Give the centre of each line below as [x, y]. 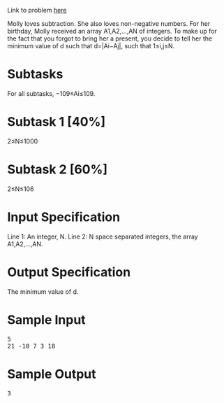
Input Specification [64, 217]
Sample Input [46, 319]
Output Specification [69, 272]
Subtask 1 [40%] [57, 122]
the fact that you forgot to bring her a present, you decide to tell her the [110, 38]
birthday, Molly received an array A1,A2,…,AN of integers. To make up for [112, 31]
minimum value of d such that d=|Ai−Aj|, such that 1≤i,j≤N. [91, 46]
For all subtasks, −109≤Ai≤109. [51, 93]
